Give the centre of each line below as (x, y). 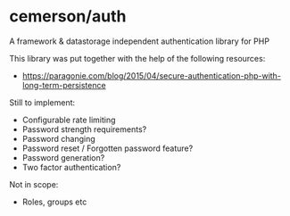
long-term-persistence (64, 85)
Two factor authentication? (71, 167)
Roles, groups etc (54, 202)
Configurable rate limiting (69, 120)
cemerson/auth (68, 17)
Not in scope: (34, 184)
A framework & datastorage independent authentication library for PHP (140, 41)
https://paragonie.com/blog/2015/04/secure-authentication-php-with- (151, 75)
